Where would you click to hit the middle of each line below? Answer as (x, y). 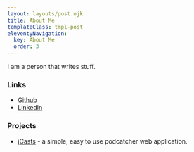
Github (27, 100)
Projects (22, 126)
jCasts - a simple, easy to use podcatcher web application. (102, 141)
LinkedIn (30, 108)
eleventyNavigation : (38, 33)
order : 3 (26, 46)
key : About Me (34, 40)
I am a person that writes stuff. (52, 66)
